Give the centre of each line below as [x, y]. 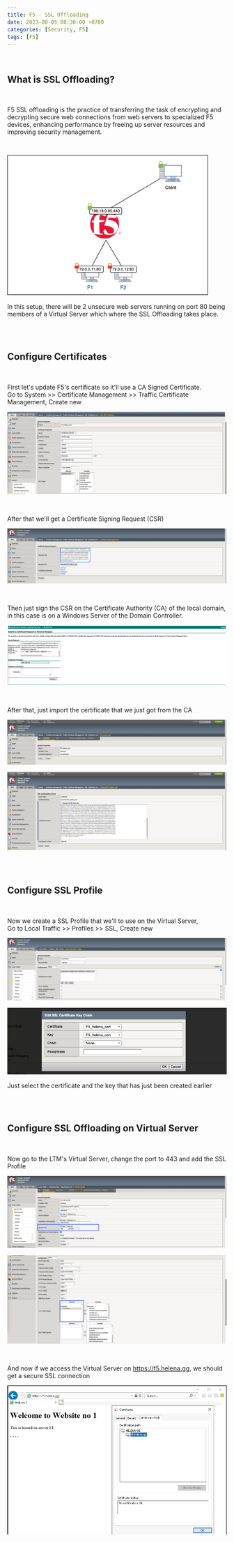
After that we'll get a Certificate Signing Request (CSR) [86, 519]
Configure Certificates [57, 357]
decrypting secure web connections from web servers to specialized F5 [110, 117]
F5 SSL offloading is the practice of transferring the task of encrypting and [114, 110]
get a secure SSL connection [49, 1375]
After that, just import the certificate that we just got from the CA [100, 710]
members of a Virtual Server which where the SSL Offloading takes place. [113, 314]
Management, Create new [45, 402]
